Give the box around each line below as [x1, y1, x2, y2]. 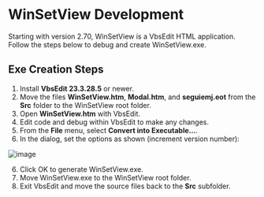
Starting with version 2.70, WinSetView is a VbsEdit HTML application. [8, 32, 236, 41]
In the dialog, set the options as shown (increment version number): [19, 134, 240, 143]
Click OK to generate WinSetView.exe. [19, 164, 143, 174]
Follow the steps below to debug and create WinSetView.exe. [8, 39, 207, 49]
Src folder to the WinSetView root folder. [19, 100, 152, 110]
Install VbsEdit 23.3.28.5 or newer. [19, 84, 134, 93]
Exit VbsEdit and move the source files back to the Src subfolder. [19, 181, 231, 191]
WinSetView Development [8, 6, 184, 24]
